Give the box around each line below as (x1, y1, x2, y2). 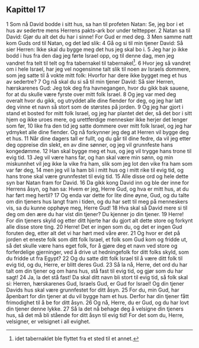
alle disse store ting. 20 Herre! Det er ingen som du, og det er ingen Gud (6, 223, 182, 230)
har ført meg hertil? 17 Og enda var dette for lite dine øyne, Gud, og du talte (6, 192, 190, 199)
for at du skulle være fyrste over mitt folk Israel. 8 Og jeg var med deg (6, 91, 176, 98)
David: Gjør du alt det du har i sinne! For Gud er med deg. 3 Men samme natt (6, 33, 192, 40)
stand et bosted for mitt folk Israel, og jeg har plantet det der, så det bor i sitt (6, 110, 192, 117)
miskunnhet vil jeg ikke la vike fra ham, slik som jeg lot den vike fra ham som (6, 160, 192, 167)
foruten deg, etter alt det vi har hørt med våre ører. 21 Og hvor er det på (6, 230, 181, 237)
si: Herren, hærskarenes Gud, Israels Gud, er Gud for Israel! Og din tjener (6, 280, 185, 287)
